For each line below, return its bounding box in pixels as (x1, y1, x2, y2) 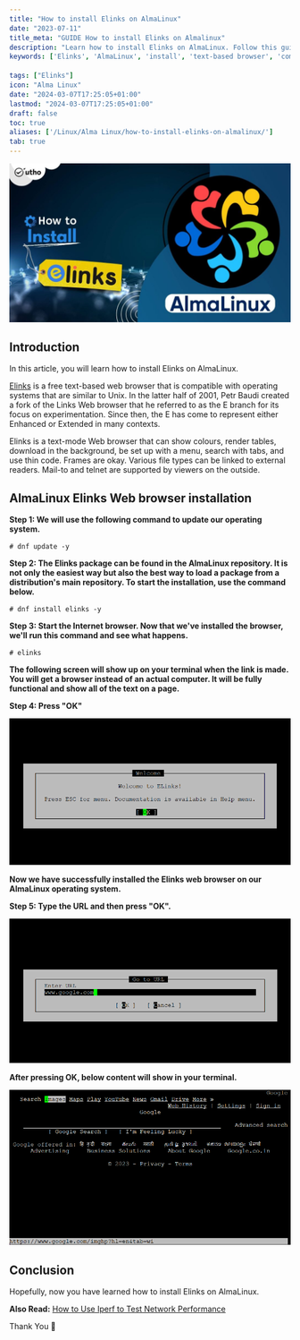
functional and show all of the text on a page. (9, 683, 180, 694)
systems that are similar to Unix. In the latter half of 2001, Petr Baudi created (9, 390, 290, 401)
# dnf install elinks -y (9, 605, 102, 614)
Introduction (9, 339, 80, 354)
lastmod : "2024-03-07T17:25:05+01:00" (9, 99, 154, 108)
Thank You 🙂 (9, 1321, 56, 1332)
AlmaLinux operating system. (9, 883, 121, 894)
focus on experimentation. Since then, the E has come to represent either (9, 409, 279, 420)
